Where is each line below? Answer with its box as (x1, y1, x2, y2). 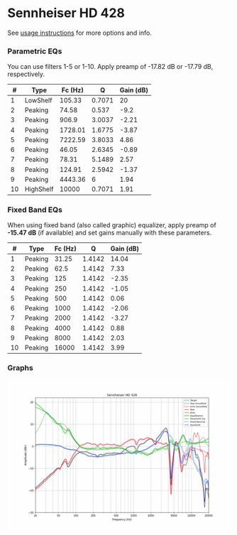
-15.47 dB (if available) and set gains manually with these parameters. (7, 229, 212, 237)
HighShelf (24, 185, 54, 193)
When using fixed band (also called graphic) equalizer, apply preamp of (7, 221, 216, 229)
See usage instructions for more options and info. (7, 28, 153, 37)
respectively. (7, 70, 45, 79)
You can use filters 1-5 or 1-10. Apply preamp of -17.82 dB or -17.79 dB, (7, 63, 214, 71)
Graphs (7, 363, 33, 373)
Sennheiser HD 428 (7, 5, 126, 21)
